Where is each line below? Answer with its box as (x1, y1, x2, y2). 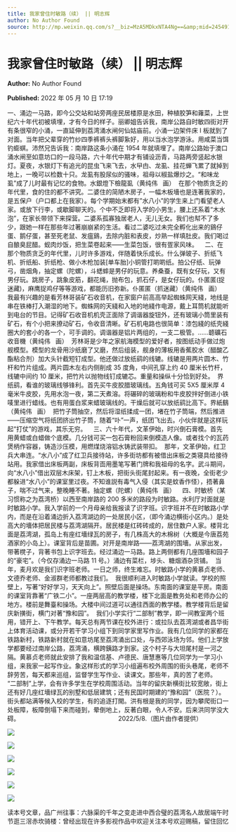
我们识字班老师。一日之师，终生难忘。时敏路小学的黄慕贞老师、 (44, 565, 229, 574)
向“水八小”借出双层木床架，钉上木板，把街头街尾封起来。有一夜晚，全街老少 (7, 468, 228, 477)
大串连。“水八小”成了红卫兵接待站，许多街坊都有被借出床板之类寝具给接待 (13, 451, 228, 460)
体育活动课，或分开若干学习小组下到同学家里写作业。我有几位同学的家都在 (13, 626, 229, 635)
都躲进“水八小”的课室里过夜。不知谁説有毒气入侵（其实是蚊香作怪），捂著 (7, 477, 219, 486)
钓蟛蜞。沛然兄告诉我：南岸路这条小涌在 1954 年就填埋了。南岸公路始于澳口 (7, 144, 228, 152)
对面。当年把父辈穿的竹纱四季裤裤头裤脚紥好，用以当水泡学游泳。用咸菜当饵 (7, 135, 229, 144)
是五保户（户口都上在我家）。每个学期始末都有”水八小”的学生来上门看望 (7, 197, 213, 205)
